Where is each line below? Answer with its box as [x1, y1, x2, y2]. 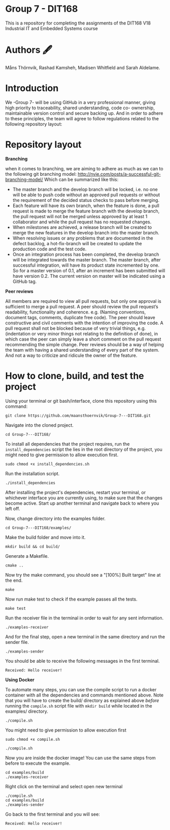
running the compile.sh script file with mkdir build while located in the [5, 703, 152, 709]
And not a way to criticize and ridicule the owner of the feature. [5, 352, 138, 358]
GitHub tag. [12, 278, 37, 284]
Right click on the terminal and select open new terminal [5, 783, 123, 789]
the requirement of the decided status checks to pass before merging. [12, 197, 160, 203]
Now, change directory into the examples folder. [5, 515, 106, 522]
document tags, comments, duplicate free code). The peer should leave [5, 314, 156, 320]
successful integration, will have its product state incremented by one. [12, 262, 160, 268]
